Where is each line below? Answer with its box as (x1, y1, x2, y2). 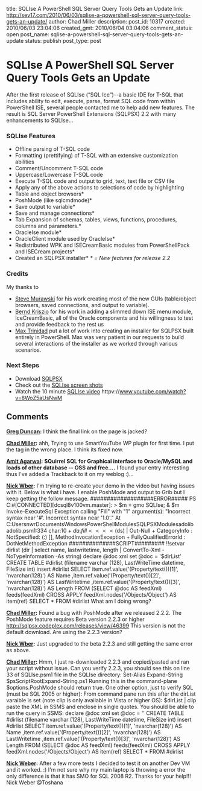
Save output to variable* (14, 203, 75, 211)
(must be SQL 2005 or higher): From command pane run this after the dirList (6, 690, 196, 697)
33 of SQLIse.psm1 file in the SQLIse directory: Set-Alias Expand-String (6, 671, 183, 678)
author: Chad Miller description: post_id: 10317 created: (48, 18, 186, 25)
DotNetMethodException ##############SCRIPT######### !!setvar (6, 539, 185, 547)
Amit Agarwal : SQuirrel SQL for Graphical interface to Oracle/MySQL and (6, 457, 193, 465)
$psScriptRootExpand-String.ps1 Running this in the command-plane (6, 677, 178, 684)
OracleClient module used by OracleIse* (14, 235, 116, 243)
